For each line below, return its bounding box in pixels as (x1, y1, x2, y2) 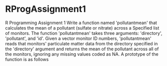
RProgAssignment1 (5, 3, 86, 15)
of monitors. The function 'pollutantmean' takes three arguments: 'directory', (5, 30, 163, 36)
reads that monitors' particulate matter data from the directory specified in (5, 40, 158, 46)
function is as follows (5, 56, 49, 62)
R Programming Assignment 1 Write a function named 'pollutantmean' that (5, 20, 157, 26)
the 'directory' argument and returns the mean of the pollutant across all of (5, 46, 159, 52)
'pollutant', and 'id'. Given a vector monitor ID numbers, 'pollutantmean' (5, 35, 152, 41)
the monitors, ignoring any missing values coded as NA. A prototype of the (5, 51, 159, 57)
